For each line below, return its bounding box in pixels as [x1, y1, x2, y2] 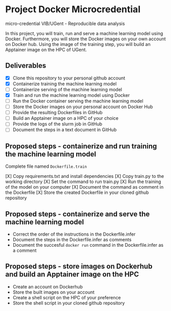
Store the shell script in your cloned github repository [12, 300, 125, 306]
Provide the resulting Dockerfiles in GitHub [12, 110, 103, 116]
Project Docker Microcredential [5, 4, 141, 15]
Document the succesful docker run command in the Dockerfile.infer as [12, 242, 164, 248]
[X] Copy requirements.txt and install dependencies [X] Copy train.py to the [5, 173, 164, 179]
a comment [12, 247, 37, 253]
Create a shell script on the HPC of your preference [12, 294, 121, 300]
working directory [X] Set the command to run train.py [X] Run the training [5, 178, 161, 185]
